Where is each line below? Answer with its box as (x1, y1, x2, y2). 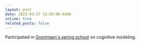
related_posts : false (5, 21, 50, 26)
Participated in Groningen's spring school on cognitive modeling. (5, 34, 137, 40)
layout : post (5, 7, 32, 12)
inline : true (5, 16, 32, 21)
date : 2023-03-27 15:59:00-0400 (5, 12, 71, 17)
